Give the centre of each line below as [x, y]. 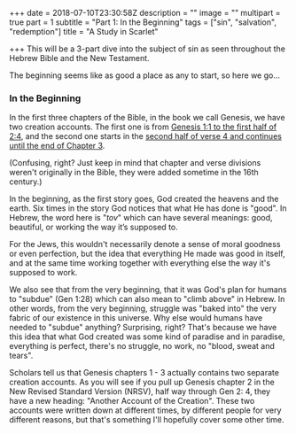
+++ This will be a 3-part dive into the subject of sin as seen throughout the [148, 49]
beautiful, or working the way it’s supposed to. [94, 227]
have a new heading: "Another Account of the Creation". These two [132, 401]
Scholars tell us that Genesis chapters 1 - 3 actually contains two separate [144, 373]
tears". [21, 356]
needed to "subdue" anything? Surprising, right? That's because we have [143, 328]
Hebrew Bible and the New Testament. [79, 58]
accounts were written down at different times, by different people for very [145, 410]
